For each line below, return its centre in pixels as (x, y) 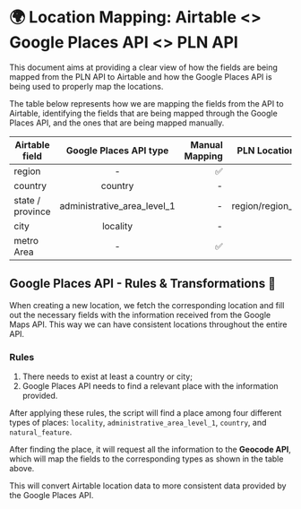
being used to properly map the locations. (86, 86)
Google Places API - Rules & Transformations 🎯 (142, 284)
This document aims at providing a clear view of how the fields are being (143, 67)
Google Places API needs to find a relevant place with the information (150, 386)
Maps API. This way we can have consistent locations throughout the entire (148, 324)
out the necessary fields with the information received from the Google (140, 315)
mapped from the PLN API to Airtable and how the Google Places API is (141, 76)
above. (22, 469)
